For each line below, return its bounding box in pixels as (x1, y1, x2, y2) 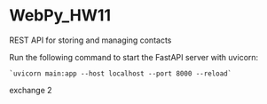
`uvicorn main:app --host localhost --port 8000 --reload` (9, 68, 232, 78)
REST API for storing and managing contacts (9, 35, 172, 45)
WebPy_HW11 (9, 5, 112, 26)
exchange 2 (9, 84, 52, 95)
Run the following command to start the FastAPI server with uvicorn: (9, 52, 259, 62)
